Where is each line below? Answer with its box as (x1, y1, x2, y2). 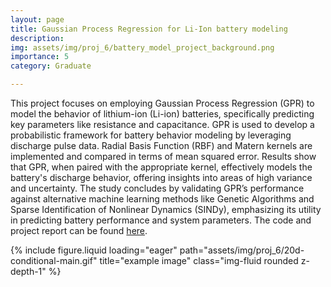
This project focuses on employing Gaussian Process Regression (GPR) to (10, 97, 315, 109)
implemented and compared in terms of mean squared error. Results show (10, 151, 317, 162)
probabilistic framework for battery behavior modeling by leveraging (10, 129, 292, 141)
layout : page (10, 14, 65, 25)
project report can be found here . (10, 225, 148, 236)
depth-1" (10, 266, 47, 277)
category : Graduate (10, 61, 92, 71)
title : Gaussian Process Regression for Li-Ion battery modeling (10, 24, 288, 34)
